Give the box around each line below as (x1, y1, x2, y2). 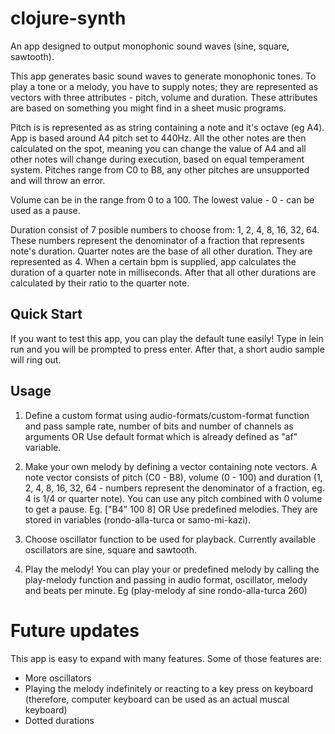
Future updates (10, 619, 140, 642)
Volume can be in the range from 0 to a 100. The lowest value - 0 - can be (10, 193, 315, 206)
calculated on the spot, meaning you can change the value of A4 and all (10, 142, 307, 154)
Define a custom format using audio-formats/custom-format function (24, 409, 310, 421)
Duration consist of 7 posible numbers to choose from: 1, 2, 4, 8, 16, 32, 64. (10, 223, 320, 236)
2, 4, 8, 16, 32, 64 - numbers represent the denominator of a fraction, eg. (24, 482, 325, 494)
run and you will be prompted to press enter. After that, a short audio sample (10, 343, 325, 355)
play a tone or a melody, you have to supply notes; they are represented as (10, 80, 319, 92)
